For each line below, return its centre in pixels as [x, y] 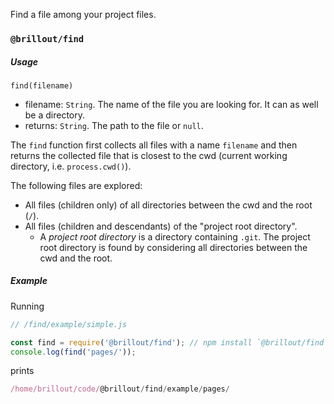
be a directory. [55, 115]
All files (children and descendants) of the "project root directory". [161, 226]
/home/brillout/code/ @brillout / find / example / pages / [120, 389]
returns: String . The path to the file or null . [114, 125]
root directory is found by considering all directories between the [173, 247]
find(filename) [42, 85]
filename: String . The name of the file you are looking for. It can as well [171, 104]
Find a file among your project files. [83, 14]
